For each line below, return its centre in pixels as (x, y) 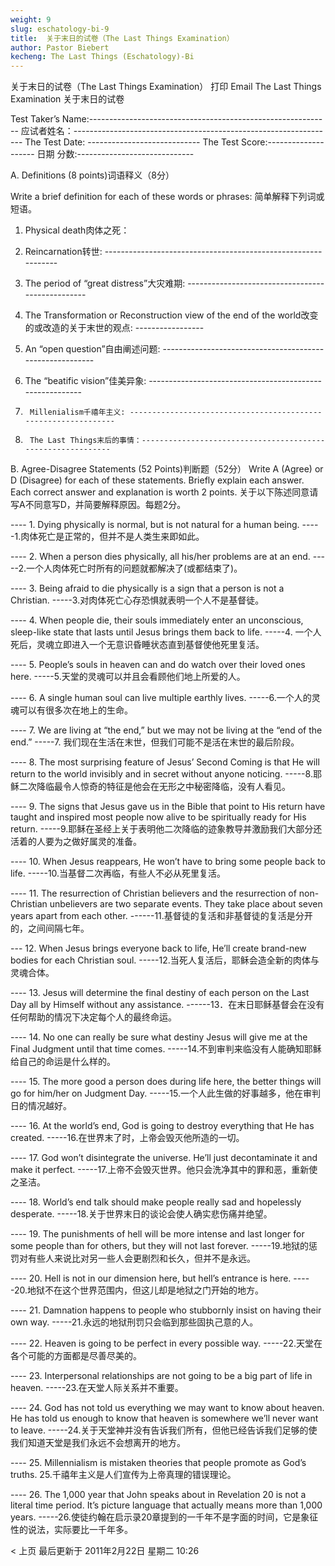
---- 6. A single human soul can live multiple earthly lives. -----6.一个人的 (161, 698)
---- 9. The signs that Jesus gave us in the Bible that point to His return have (168, 807)
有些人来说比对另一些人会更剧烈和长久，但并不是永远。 (141, 1258)
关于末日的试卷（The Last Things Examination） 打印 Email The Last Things (166, 87)
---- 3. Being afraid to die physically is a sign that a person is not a (147, 588)
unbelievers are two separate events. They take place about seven (186, 904)
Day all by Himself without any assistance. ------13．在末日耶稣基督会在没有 (167, 1005)
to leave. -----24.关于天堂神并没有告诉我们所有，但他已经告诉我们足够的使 (164, 1430)
